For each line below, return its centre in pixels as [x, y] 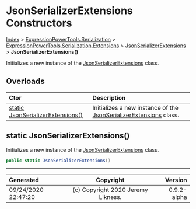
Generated [24, 180]
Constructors [39, 23]
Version [176, 180]
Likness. [110, 197]
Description [109, 97]
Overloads [25, 81]
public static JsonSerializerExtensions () [58, 161]
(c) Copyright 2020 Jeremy [110, 190]
